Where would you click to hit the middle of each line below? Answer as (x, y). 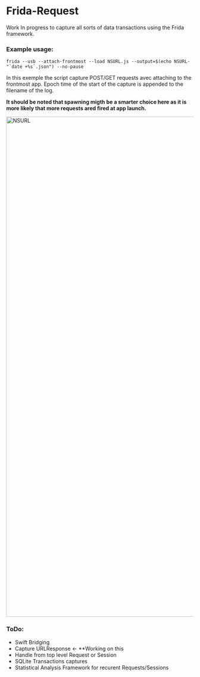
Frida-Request (43, 11)
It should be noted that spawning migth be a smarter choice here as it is (96, 102)
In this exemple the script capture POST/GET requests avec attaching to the (99, 78)
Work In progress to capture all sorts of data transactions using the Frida (95, 27)
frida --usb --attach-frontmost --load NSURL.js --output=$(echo (89, 62)
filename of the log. (30, 91)
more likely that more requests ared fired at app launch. (76, 108)
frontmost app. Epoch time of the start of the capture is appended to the (95, 84)
